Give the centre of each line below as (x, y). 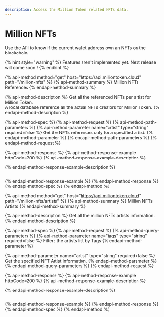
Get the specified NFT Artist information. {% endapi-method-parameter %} (81, 261)
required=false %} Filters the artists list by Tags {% (57, 240)
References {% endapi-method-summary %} (51, 87)
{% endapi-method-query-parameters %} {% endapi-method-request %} (80, 266)
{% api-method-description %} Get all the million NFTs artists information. (80, 215)
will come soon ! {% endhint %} (37, 67)
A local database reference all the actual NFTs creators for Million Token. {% (82, 107)
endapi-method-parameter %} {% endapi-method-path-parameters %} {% (81, 137)
